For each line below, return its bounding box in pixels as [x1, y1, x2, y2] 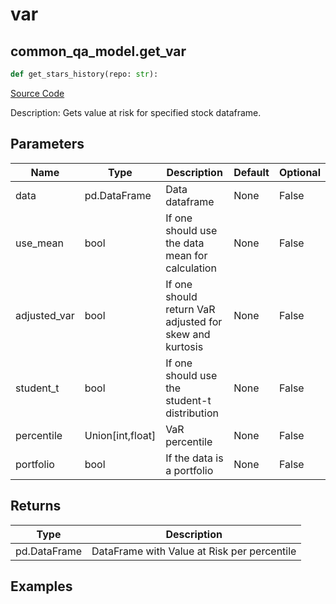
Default [233, 165, 270, 179]
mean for [165, 248, 208, 262]
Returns [10, 498, 62, 515]
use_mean [15, 236, 65, 250]
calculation [165, 261, 217, 275]
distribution [165, 406, 219, 420]
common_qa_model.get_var [10, 43, 187, 60]
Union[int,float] [84, 428, 157, 442]
